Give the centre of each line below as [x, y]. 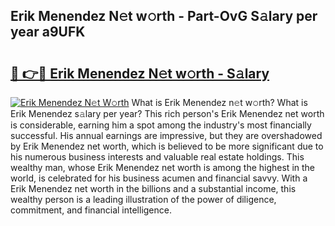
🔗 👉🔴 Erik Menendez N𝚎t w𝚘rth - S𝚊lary [140, 73]
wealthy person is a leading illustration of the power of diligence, [143, 199]
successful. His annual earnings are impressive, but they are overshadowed [166, 135]
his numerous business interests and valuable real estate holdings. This [157, 157]
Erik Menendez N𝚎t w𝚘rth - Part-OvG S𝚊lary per [164, 16]
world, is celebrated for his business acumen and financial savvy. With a [159, 178]
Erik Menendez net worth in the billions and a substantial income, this [153, 188]
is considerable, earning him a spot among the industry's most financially [161, 125]
